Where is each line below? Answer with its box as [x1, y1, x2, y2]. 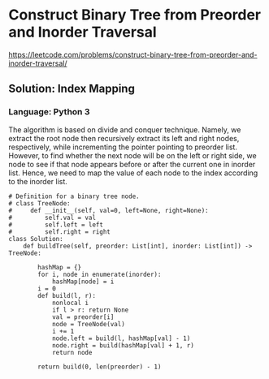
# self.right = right [8, 227, 111, 236]
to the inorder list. [8, 176, 67, 186]
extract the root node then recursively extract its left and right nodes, [8, 133, 240, 143]
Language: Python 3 [8, 106, 90, 118]
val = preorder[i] [51, 312, 115, 321]
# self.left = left [8, 221, 104, 229]
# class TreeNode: [8, 199, 71, 208]
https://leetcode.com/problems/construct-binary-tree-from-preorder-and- [8, 50, 258, 59]
